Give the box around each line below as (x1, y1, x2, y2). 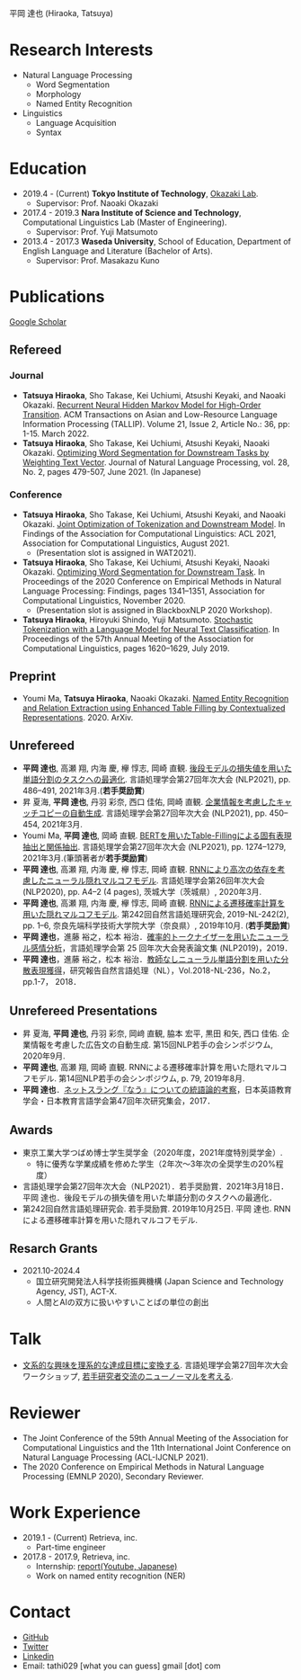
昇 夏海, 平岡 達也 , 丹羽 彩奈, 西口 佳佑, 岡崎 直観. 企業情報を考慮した (22, 797, 277, 808)
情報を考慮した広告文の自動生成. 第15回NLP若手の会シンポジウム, (30, 1040, 274, 1050)
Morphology (35, 88, 82, 99)
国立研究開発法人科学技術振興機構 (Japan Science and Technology (35, 1275, 285, 1286)
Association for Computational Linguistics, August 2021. (22, 538, 230, 549)
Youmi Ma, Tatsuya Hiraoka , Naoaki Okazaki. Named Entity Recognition (22, 693, 289, 703)
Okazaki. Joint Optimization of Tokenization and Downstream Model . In (22, 518, 286, 529)
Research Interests (9, 40, 154, 60)
